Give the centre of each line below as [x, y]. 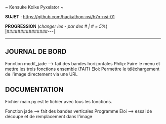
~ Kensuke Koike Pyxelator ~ [34, 7]
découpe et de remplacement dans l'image [49, 116]
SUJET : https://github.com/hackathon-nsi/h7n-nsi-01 [60, 17]
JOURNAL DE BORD [36, 52]
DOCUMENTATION [34, 90]
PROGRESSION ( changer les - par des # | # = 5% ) [56, 26]
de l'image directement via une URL [41, 74]
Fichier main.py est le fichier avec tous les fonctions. [59, 101]
